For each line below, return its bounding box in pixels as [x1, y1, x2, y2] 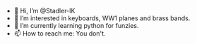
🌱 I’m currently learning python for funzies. [13, 22, 139, 29]
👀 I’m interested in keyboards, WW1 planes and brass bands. [13, 14, 191, 22]
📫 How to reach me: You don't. [13, 29, 106, 38]
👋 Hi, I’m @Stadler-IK [13, 7, 76, 15]
